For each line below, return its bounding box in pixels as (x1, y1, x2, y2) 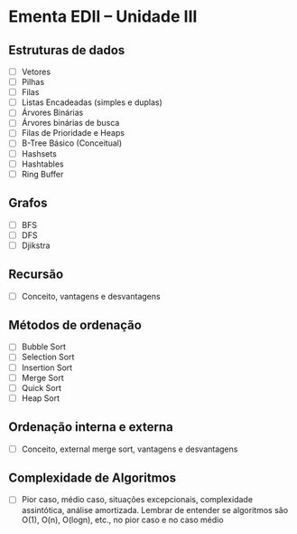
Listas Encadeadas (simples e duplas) (21, 97, 163, 108)
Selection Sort (21, 351, 75, 363)
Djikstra (21, 240, 51, 251)
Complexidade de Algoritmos (8, 471, 177, 486)
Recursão (8, 267, 64, 282)
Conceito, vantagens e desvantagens (21, 291, 161, 301)
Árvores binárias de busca (21, 118, 120, 129)
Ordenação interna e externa (8, 419, 173, 435)
